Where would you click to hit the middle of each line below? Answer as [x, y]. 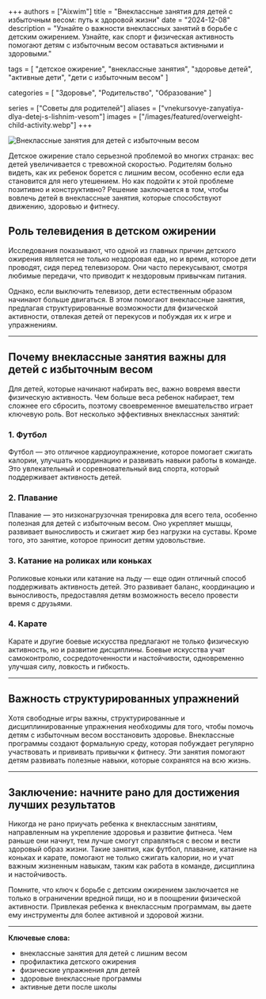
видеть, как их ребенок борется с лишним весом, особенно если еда [126, 173]
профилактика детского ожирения [78, 962]
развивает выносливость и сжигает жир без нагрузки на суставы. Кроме [133, 532]
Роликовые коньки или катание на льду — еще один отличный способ [127, 578]
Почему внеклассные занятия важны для [118, 357]
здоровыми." [30, 54]
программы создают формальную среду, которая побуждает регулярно [131, 743]
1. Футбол [28, 434]
